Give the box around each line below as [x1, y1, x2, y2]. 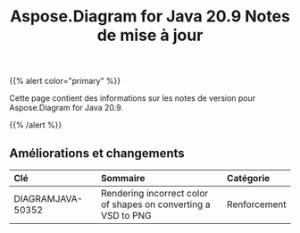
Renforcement [226, 198, 287, 211]
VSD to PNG [101, 210, 152, 221]
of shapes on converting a [101, 198, 211, 211]
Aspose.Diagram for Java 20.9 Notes [10, 6, 290, 27]
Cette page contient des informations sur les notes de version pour [9, 93, 256, 104]
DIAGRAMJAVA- [13, 193, 83, 204]
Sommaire [101, 172, 146, 184]
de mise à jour [96, 25, 204, 46]
